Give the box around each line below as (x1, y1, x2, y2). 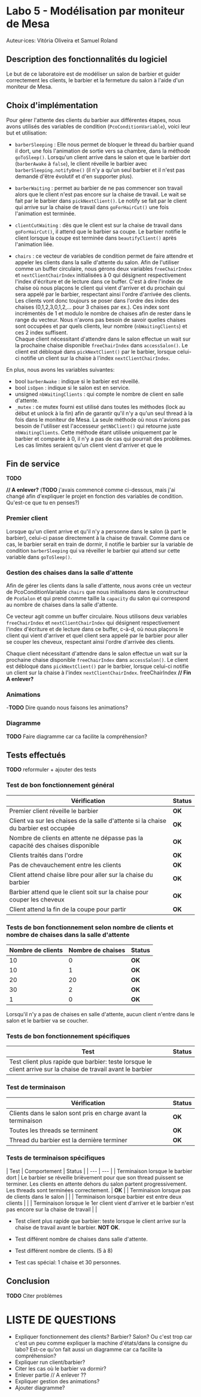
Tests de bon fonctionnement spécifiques (6, 1032, 130, 1040)
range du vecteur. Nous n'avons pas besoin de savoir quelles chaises (14, 316, 187, 323)
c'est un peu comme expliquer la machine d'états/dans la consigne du (14, 1339, 188, 1347)
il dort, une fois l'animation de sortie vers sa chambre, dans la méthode (14, 147, 190, 154)
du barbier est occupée (9, 824, 75, 832)
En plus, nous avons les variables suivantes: (6, 366, 115, 373)
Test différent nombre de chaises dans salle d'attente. (14, 1235, 148, 1243)
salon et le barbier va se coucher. (6, 1017, 89, 1024)
